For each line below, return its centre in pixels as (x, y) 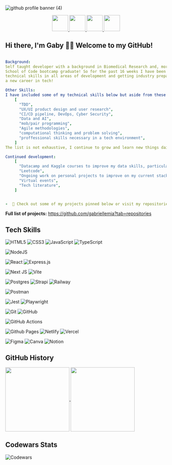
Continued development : (31, 157)
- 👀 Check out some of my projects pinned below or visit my (73, 204)
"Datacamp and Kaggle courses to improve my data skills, (82, 166)
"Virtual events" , (38, 180)
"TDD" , (26, 104)
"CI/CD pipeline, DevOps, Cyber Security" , (66, 114)
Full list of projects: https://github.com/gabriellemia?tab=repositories (79, 214)
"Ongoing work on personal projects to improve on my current (87, 176)
